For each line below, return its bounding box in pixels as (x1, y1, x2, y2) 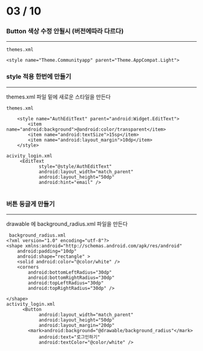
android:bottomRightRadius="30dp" (28, 275, 115, 281)
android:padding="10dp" (17, 248, 77, 255)
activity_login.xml (6, 301, 56, 307)
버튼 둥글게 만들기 (6, 200, 56, 208)
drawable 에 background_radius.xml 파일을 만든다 (6, 220, 128, 228)
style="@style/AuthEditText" (38, 163, 112, 169)
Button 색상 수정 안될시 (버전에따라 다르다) (6, 27, 124, 36)
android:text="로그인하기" (38, 334, 100, 340)
